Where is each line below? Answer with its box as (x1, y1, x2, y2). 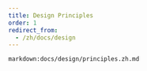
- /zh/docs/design (15, 33, 77, 42)
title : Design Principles (8, 11, 93, 20)
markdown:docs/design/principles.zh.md (8, 55, 140, 63)
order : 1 (8, 19, 37, 27)
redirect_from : (8, 26, 58, 34)
